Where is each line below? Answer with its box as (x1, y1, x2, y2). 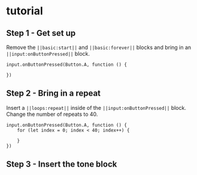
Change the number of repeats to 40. (6, 110, 98, 118)
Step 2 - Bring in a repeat (6, 88, 101, 99)
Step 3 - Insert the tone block (6, 159, 117, 170)
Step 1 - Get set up (6, 28, 76, 38)
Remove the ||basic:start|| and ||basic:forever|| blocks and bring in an (6, 44, 192, 51)
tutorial (6, 4, 43, 18)
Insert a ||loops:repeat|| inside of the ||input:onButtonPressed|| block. (6, 104, 187, 111)
